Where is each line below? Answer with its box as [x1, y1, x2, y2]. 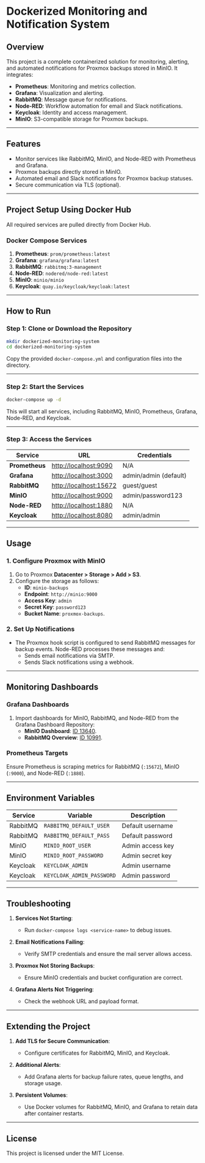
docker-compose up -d [6, 396, 62, 402]
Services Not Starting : [15, 914, 73, 922]
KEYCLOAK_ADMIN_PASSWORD [43, 871, 116, 879]
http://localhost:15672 [51, 481, 117, 489]
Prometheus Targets [6, 749, 68, 758]
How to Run [6, 306, 51, 317]
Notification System [6, 17, 110, 31]
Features [6, 139, 41, 149]
